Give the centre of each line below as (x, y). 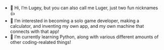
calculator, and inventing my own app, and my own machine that (77, 26)
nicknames (147, 8)
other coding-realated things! (41, 42)
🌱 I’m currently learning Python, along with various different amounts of (84, 37)
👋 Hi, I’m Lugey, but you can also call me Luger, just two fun (72, 8)
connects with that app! (35, 31)
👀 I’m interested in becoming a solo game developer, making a (75, 21)
